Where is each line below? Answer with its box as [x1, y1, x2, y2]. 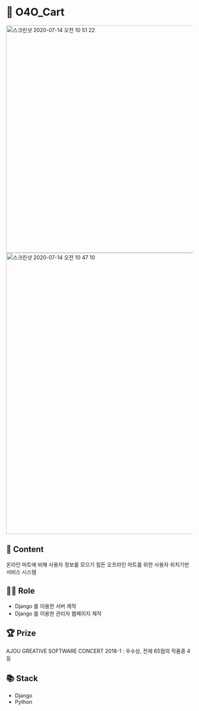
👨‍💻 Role [6, 586, 36, 596]
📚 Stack [6, 673, 38, 683]
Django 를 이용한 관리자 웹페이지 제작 [14, 610, 102, 617]
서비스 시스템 [6, 568, 37, 575]
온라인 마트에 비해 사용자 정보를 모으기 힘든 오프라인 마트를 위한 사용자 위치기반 [6, 561, 190, 568]
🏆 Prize [6, 628, 37, 638]
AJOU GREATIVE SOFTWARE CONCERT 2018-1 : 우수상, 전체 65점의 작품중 [6, 647, 186, 655]
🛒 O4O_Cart [6, 5, 65, 19]
